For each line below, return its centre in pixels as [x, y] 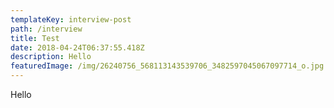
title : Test [35, 38]
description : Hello [51, 57]
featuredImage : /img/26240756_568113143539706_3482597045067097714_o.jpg [167, 66]
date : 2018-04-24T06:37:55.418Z [77, 47]
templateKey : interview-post [71, 19]
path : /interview [46, 29]
